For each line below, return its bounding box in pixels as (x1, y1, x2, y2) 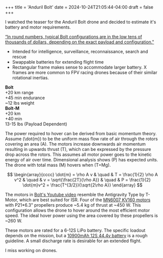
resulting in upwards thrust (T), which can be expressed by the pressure (5, 147, 151, 152)
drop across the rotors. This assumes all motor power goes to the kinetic (5, 151, 152, 157)
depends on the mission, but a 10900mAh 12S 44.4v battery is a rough (5, 233, 148, 238)
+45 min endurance (5, 95, 45, 101)
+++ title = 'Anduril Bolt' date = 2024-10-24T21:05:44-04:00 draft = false (5, 4, 154, 10)
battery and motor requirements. (5, 24, 71, 30)
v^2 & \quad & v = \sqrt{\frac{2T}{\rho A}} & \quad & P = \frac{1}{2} (14, 177, 151, 183)
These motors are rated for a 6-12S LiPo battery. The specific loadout (5, 227, 146, 233)
